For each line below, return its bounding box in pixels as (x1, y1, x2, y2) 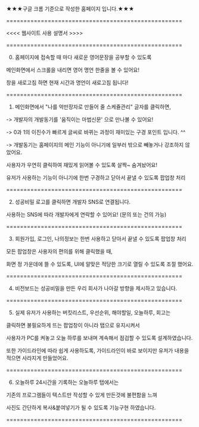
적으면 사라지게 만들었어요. (6, 354, 69, 361)
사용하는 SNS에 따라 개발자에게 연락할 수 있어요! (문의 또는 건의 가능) (6, 211, 167, 218)
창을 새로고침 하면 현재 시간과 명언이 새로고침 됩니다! (6, 79, 129, 86)
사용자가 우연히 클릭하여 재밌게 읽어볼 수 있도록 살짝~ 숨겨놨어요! (6, 162, 158, 168)
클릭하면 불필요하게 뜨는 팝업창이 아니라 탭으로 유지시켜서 (6, 321, 140, 329)
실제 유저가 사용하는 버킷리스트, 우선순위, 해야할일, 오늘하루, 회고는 (14, 309, 171, 316)
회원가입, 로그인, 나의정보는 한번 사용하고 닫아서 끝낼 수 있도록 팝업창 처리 (14, 235, 186, 242)
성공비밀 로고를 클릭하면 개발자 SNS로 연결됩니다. (14, 199, 131, 205)
